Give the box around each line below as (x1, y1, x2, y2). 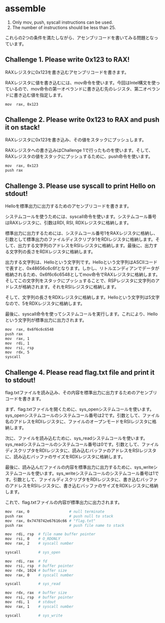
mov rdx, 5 (5, 350, 30, 355)
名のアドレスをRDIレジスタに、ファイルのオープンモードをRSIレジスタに (5, 418, 153, 424)
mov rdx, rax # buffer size (5, 590, 67, 595)
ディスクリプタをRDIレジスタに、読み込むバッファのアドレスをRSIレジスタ (5, 447, 157, 453)
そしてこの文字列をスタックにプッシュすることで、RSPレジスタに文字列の (5, 278, 156, 284)
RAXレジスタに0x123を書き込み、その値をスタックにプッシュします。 (5, 137, 147, 143)
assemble (5, 3, 46, 14)
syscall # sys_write (5, 613, 63, 618)
